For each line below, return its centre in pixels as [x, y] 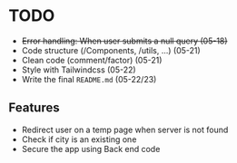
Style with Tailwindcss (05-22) [79, 70]
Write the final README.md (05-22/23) [89, 79]
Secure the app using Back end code [91, 149]
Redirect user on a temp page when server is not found [125, 129]
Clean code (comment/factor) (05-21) [92, 60]
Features [34, 108]
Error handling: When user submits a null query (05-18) [124, 41]
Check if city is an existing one [79, 139]
